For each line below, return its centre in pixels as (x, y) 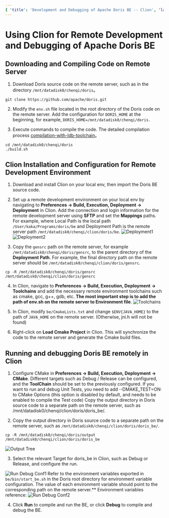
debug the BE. (27, 510)
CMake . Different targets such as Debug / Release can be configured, (85, 379)
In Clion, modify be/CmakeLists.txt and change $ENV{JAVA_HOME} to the (86, 312)
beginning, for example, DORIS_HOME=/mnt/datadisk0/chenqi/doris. (81, 119)
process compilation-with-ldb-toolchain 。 (56, 135)
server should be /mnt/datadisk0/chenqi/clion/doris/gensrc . (76, 263)
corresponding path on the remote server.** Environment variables (74, 490)
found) (19, 322)
